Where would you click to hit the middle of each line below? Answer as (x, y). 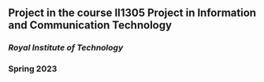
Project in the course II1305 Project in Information (132, 13)
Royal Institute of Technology (66, 48)
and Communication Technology (90, 26)
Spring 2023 (33, 69)
